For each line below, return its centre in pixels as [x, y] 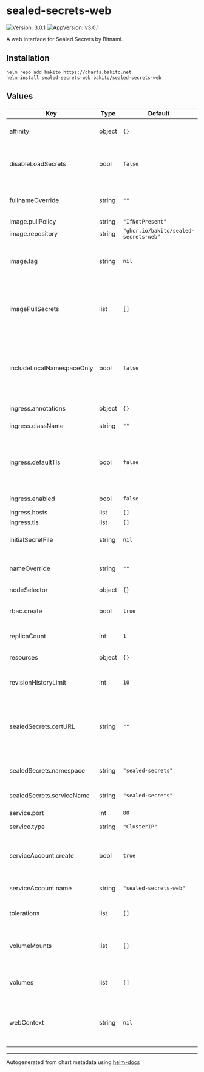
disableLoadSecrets [38, 163]
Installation [28, 58]
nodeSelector [29, 590]
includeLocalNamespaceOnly [51, 368]
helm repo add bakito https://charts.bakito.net [69, 72]
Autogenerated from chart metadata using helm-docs [73, 1062]
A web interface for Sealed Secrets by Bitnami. [65, 39]
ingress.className [36, 426]
